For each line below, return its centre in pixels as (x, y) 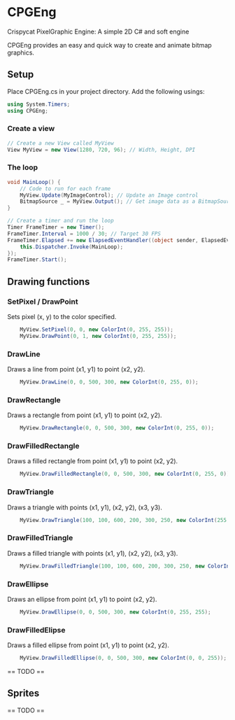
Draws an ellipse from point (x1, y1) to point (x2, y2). (82, 599)
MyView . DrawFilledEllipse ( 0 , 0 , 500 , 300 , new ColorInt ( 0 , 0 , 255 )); (123, 658)
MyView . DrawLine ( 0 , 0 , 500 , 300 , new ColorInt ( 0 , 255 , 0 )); (109, 382)
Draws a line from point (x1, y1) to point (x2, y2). (76, 369)
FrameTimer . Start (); (37, 260)
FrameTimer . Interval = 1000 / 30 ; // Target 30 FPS (84, 234)
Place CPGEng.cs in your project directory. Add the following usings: (106, 91)
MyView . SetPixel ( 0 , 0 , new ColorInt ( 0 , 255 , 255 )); (97, 330)
